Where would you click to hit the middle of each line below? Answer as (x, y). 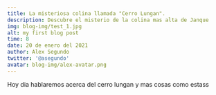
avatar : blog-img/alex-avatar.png (57, 65)
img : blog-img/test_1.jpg (44, 26)
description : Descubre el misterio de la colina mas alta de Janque (108, 20)
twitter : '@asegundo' (38, 59)
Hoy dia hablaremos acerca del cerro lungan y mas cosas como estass (108, 84)
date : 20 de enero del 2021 (48, 45)
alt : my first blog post (43, 33)
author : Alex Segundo (38, 52)
